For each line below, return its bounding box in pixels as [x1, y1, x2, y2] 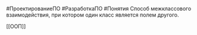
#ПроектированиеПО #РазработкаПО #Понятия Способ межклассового [6, 5, 192, 12]
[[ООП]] [6, 23, 26, 30]
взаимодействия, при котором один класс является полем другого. [6, 11, 180, 18]
